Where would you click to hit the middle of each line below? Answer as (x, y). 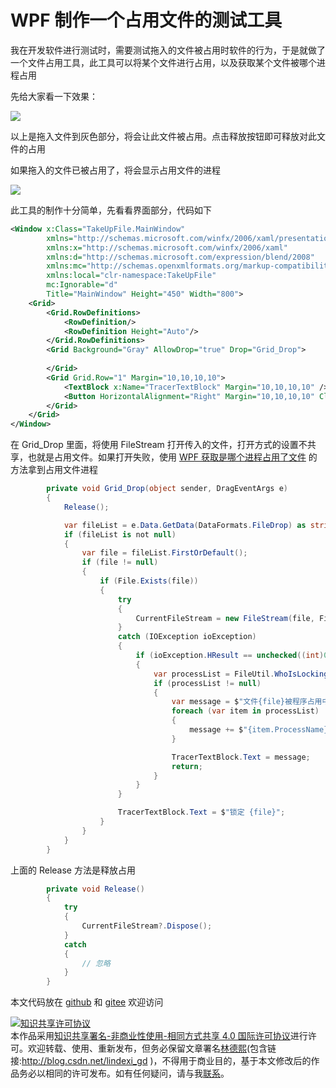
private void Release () (95, 889)
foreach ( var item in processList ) (245, 711)
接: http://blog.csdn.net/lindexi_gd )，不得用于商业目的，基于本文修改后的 (161, 1061)
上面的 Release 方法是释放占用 (73, 870)
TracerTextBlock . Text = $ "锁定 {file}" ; (201, 812)
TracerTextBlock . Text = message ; (241, 757)
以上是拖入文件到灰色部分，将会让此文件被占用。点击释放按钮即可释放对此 (163, 136)
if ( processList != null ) (207, 683)
